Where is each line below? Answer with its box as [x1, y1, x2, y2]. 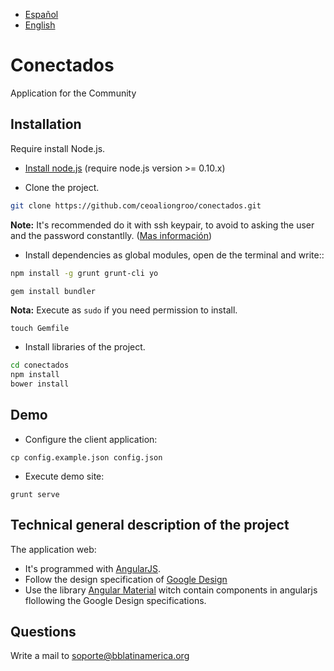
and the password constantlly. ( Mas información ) [10, 229, 213, 241]
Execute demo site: [24, 470, 105, 482]
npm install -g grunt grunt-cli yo [10, 268, 159, 278]
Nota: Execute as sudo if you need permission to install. [10, 304, 238, 316]
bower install [10, 379, 70, 389]
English [24, 19, 56, 31]
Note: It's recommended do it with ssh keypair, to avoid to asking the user [10, 219, 315, 231]
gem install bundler [10, 286, 97, 296]
